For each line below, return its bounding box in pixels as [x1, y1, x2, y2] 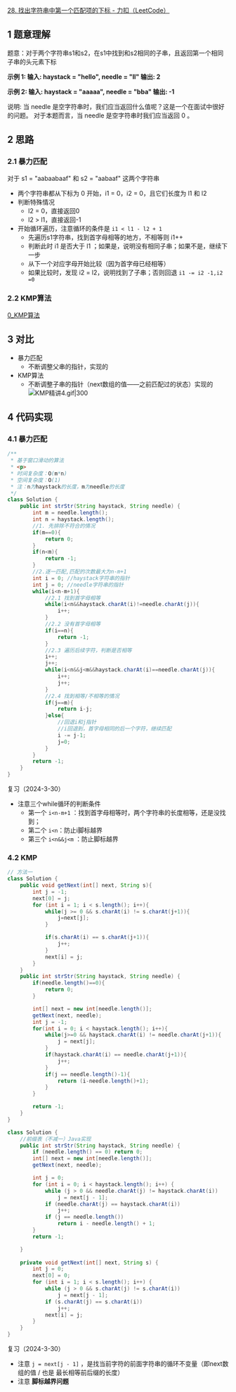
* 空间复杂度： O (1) [10, 476, 61, 483]
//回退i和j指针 [57, 719, 97, 726]
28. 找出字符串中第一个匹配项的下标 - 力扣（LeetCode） [7, 6, 170, 14]
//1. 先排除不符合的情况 [32, 522, 96, 529]
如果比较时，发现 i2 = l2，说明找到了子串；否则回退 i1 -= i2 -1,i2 [27, 268, 223, 277]
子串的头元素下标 [7, 57, 57, 65]
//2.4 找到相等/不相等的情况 [44, 692, 119, 700]
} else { [44, 712, 65, 719]
